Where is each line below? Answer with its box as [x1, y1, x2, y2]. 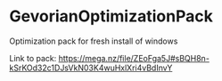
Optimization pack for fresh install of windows [9, 36, 178, 46]
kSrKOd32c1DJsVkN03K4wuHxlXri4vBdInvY [9, 62, 173, 73]
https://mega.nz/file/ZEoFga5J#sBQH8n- [58, 53, 210, 63]
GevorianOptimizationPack [9, 6, 214, 27]
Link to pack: [9, 53, 57, 63]
